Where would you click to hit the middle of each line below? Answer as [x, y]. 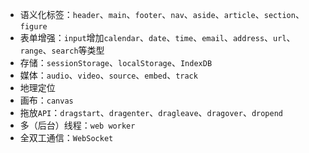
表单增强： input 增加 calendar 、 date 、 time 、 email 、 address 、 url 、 [157, 37]
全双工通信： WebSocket [66, 137]
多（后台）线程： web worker [77, 125]
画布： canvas [46, 100]
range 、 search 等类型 [62, 50]
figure [33, 27]
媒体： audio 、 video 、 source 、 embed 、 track [108, 75]
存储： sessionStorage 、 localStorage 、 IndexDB [116, 62]
